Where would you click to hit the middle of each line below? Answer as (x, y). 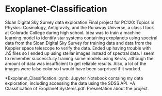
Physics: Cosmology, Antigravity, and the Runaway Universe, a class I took (80, 27)
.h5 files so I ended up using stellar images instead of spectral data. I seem (80, 53)
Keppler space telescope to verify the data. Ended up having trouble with (78, 48)
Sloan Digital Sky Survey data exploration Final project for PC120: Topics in (80, 22)
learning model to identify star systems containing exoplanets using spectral (81, 38)
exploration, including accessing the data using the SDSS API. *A (70, 83)
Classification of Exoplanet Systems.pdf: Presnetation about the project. (77, 88)
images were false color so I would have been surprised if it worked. (73, 68)
